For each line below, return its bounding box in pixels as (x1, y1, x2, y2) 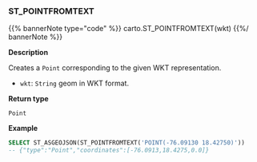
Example (8, 124, 38, 133)
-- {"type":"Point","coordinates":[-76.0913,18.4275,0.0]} (8, 146, 210, 155)
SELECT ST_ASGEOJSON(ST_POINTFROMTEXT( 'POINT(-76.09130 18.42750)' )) (8, 139, 246, 147)
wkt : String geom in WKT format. (19, 78, 130, 89)
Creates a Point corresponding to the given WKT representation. (8, 63, 222, 73)
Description (8, 48, 49, 57)
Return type (8, 94, 50, 104)
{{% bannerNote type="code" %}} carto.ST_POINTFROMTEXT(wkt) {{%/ (8, 24, 249, 34)
